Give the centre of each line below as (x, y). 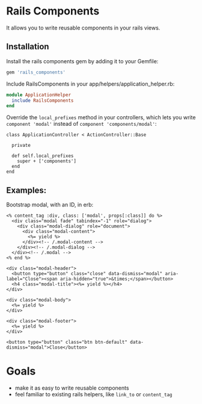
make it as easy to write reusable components (72, 388)
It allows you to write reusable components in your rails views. (83, 28)
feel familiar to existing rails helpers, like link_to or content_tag (93, 394)
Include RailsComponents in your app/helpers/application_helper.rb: (90, 84)
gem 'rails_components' (36, 72)
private (21, 146)
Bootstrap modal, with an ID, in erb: (50, 205)
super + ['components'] (47, 161)
